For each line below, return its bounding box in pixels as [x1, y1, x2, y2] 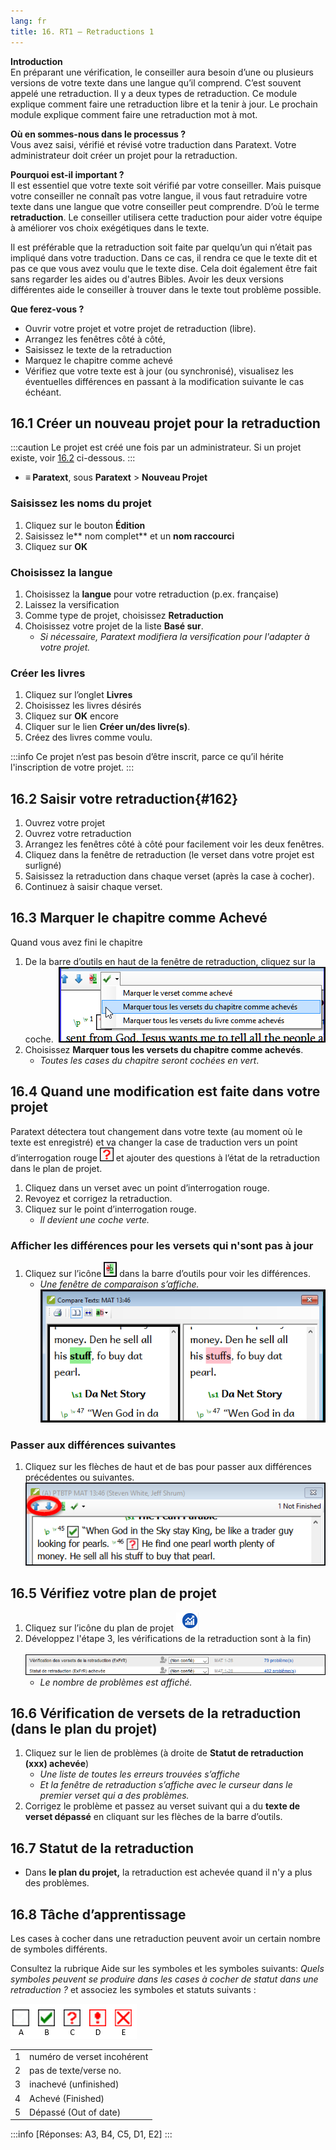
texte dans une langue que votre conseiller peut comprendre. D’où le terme [10, 200, 320, 212]
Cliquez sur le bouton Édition [24, 519, 146, 531]
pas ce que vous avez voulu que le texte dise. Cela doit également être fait [10, 262, 318, 274]
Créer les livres [10, 666, 86, 680]
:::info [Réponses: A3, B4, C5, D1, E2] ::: [10, 2128, 173, 2140]
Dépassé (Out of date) [29, 2106, 122, 2118]
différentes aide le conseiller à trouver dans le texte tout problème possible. [10, 283, 322, 295]
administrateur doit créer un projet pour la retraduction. [10, 149, 238, 161]
